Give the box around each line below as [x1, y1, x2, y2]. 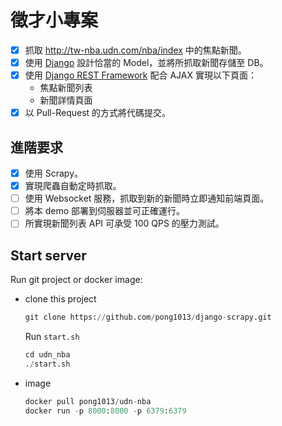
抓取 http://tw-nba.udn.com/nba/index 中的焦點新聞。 [24, 44, 247, 56]
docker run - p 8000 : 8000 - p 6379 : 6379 [24, 406, 187, 416]
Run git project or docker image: [10, 274, 143, 286]
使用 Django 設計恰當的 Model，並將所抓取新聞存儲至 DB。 [24, 57, 269, 68]
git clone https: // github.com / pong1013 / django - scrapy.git [24, 312, 272, 323]
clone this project [24, 293, 97, 305]
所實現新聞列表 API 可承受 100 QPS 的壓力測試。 [24, 217, 225, 230]
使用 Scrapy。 [24, 167, 83, 179]
